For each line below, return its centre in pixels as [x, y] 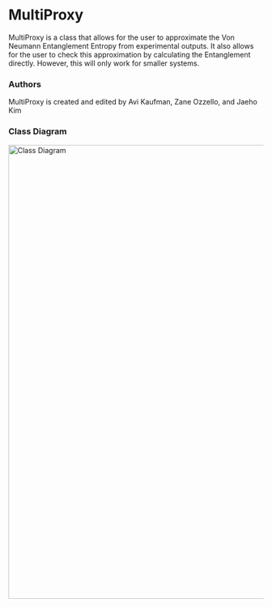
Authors [25, 84]
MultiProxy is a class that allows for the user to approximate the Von [121, 37]
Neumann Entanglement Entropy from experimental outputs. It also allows [131, 45]
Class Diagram [38, 131]
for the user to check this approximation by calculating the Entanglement [130, 54]
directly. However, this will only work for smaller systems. [104, 63]
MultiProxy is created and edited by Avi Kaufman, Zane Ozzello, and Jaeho [133, 102]
